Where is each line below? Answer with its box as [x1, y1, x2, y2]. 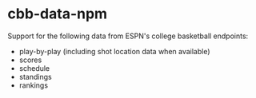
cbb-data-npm [7, 5, 108, 23]
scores [18, 55, 42, 65]
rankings [18, 80, 49, 90]
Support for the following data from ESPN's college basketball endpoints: [7, 31, 249, 41]
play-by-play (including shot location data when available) [18, 46, 210, 56]
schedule [18, 63, 50, 73]
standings [18, 72, 53, 81]
